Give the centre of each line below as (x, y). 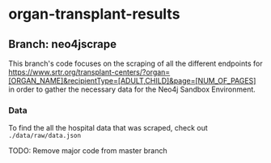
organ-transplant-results (94, 14)
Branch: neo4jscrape (63, 44)
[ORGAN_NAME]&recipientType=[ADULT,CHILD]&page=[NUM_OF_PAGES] (132, 81)
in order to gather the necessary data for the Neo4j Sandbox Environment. (132, 89)
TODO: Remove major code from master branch (88, 151)
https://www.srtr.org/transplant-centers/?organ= (89, 72)
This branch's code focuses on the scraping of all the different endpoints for (135, 63)
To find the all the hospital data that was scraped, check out (108, 128)
